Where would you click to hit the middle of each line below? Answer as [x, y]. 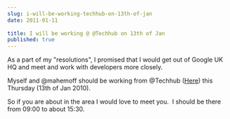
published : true [31, 40]
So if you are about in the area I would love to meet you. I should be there [114, 101]
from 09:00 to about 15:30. [46, 109]
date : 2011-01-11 [33, 20]
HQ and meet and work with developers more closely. [85, 67]
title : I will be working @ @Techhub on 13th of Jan [86, 33]
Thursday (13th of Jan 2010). [49, 88]
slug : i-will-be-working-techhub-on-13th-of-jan [80, 14]
